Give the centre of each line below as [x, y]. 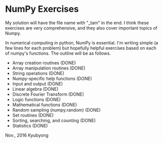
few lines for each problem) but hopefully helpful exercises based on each [81, 48]
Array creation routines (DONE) [44, 63]
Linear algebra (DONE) [35, 89]
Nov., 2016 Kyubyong [27, 135]
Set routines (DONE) [33, 115]
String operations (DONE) [38, 73]
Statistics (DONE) [30, 125]
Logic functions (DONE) [36, 99]
